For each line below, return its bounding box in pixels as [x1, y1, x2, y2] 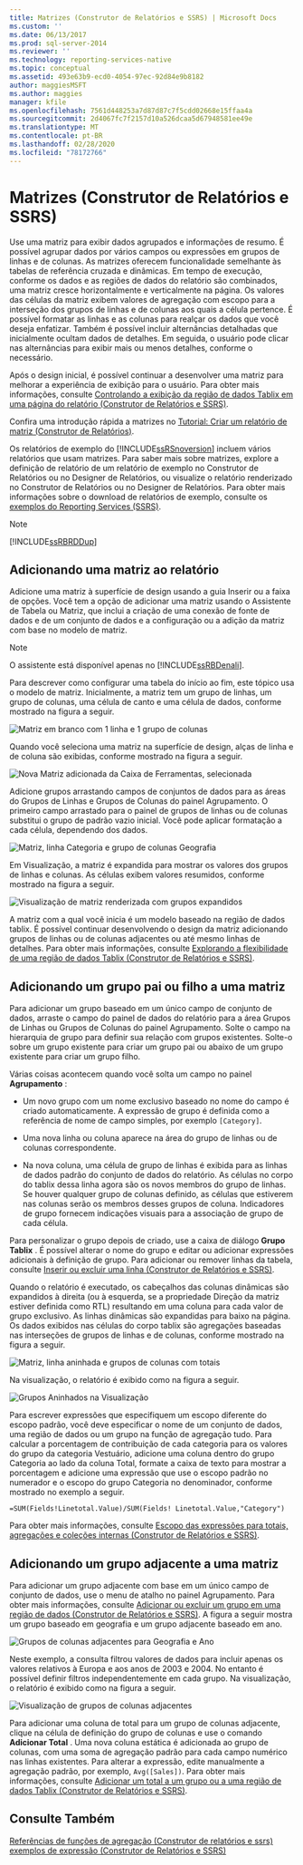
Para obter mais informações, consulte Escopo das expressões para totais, [9, 1520, 289, 1532]
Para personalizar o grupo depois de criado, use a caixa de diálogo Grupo [9, 1235, 286, 1246]
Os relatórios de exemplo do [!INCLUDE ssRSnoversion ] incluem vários [9, 443, 271, 454]
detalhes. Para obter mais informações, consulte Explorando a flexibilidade [9, 943, 289, 954]
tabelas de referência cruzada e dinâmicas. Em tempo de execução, [9, 265, 263, 276]
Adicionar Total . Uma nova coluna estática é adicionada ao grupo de [9, 1737, 269, 1747]
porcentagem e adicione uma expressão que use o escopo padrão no [9, 1467, 269, 1478]
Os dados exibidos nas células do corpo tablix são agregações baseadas [9, 1320, 282, 1331]
